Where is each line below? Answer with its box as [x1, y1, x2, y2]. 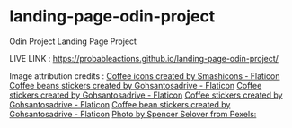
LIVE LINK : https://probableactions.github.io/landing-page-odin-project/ [9, 53, 279, 64]
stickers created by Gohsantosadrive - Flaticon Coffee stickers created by [9, 90, 283, 100]
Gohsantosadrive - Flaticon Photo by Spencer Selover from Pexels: [9, 108, 257, 119]
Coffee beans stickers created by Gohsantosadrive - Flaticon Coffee [9, 80, 262, 90]
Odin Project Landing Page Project [9, 36, 137, 47]
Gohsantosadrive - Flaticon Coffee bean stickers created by [9, 98, 231, 109]
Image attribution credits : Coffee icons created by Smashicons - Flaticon [9, 70, 280, 81]
